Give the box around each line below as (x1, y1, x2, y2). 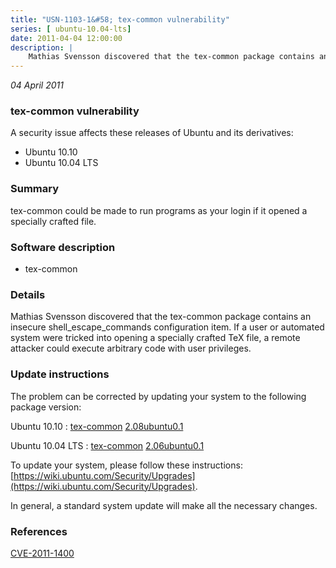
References (10, 524, 68, 538)
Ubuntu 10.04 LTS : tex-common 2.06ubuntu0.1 (10, 439, 205, 451)
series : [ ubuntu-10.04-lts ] (10, 24, 132, 34)
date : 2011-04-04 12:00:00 (10, 33, 123, 43)
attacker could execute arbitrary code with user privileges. (10, 342, 252, 355)
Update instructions (10, 367, 110, 381)
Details (10, 287, 46, 301)
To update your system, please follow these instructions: (10, 459, 243, 471)
